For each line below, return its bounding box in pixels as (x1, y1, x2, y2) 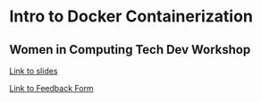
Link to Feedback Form (9, 83, 94, 93)
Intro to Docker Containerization (9, 6, 253, 27)
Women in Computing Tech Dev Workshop (9, 42, 251, 57)
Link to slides (9, 65, 58, 76)
